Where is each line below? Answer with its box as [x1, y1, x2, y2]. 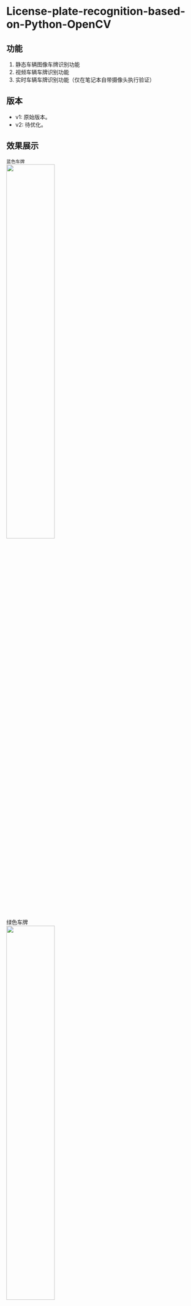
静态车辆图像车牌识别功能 [15, 61, 80, 68]
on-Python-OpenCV [6, 17, 111, 31]
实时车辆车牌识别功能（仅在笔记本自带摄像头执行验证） [15, 76, 155, 84]
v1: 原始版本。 [15, 113, 51, 120]
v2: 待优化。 [15, 121, 47, 128]
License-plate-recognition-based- [6, 4, 185, 18]
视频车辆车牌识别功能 [15, 69, 69, 76]
